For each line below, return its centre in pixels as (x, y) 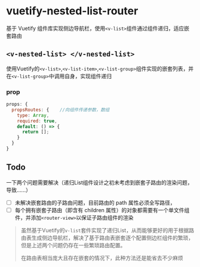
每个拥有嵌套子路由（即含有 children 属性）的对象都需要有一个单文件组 (102, 210)
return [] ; (36, 132)
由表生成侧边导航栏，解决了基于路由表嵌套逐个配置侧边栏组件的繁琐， (107, 238)
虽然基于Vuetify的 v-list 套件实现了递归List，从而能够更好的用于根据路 (107, 230)
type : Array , (33, 115)
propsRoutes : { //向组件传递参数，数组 (61, 110)
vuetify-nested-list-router (72, 11)
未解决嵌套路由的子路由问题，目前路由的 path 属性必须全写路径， (95, 202)
